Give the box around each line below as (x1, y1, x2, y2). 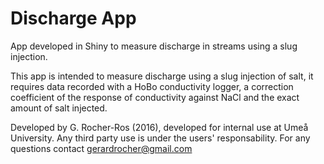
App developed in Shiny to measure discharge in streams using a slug (10, 40, 298, 52)
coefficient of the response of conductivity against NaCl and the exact (10, 91, 300, 103)
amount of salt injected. (10, 102, 108, 114)
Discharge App (10, 7, 137, 30)
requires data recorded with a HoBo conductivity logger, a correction (10, 80, 294, 92)
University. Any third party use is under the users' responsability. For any (10, 132, 311, 144)
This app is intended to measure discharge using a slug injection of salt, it (10, 70, 314, 82)
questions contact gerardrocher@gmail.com (10, 142, 193, 154)
